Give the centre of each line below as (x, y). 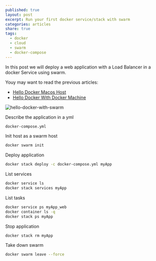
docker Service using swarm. (36, 72)
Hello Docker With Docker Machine (49, 97)
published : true (22, 10)
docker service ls (25, 183)
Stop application (22, 226)
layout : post (19, 15)
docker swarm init (25, 145)
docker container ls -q (30, 212)
